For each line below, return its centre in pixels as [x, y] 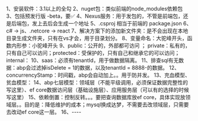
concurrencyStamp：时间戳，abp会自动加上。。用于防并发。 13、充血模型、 [98, 75]
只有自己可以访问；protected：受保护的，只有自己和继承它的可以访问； [93, 53]
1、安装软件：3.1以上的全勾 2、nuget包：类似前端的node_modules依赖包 [95, 9]
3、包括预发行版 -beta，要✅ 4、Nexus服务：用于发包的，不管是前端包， [95, 16]
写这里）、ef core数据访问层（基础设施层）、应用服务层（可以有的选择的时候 [98, 90]
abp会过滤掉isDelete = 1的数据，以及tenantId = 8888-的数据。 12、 [98, 68]
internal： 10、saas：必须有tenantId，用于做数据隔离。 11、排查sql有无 [92, 60]
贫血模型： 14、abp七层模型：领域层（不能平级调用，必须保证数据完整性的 [97, 82]
